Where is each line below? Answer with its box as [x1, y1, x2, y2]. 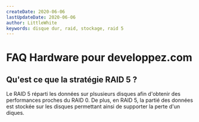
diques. [6, 110, 25, 117]
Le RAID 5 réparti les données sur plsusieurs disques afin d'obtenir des [6, 90, 181, 98]
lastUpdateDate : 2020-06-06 [6, 14, 76, 20]
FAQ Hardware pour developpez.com [6, 51, 192, 64]
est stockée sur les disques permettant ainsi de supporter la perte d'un [6, 103, 181, 110]
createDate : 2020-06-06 [6, 8, 66, 15]
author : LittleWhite [6, 20, 58, 26]
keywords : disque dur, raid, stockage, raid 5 [6, 25, 124, 32]
